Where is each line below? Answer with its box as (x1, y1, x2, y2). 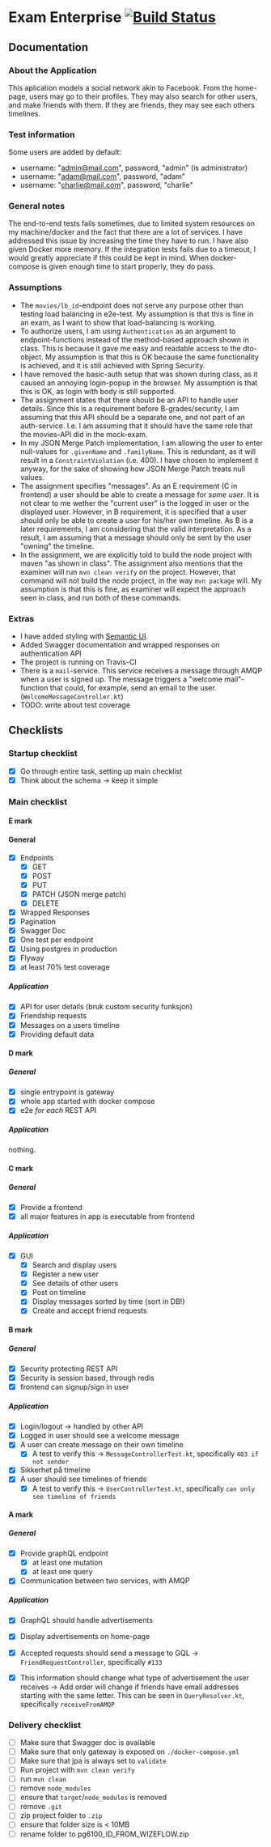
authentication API (19, 648, 83, 659)
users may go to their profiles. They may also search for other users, (29, 91, 258, 101)
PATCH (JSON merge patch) (32, 889, 127, 898)
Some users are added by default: (8, 147, 121, 157)
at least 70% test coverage (19, 962, 111, 972)
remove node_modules (19, 1783, 91, 1793)
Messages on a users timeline (19, 1020, 120, 1030)
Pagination (19, 917, 57, 927)
